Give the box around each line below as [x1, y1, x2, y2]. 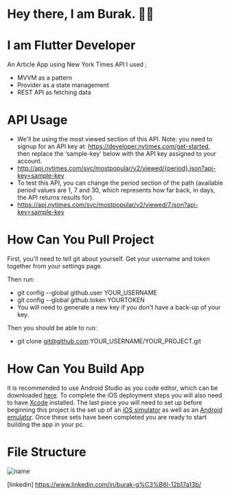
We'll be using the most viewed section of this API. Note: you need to [16, 135, 213, 143]
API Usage [7, 113, 68, 128]
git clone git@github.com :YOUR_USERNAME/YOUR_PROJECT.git [16, 337, 201, 345]
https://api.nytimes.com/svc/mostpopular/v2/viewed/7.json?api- [16, 200, 199, 209]
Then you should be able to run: [7, 324, 97, 332]
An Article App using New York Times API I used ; [7, 60, 148, 69]
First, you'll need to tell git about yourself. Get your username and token [7, 255, 210, 263]
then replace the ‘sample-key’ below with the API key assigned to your [16, 150, 216, 158]
